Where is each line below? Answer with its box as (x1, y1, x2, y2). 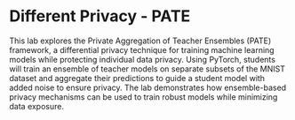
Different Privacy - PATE (9, 6, 191, 26)
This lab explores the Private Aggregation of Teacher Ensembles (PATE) (9, 35, 272, 46)
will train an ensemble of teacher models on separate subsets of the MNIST (9, 64, 286, 74)
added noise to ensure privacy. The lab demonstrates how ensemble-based (9, 82, 287, 93)
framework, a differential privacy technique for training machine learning (9, 44, 275, 55)
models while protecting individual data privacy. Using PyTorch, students (9, 54, 275, 64)
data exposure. (9, 101, 65, 111)
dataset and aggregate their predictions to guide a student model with (9, 72, 265, 83)
